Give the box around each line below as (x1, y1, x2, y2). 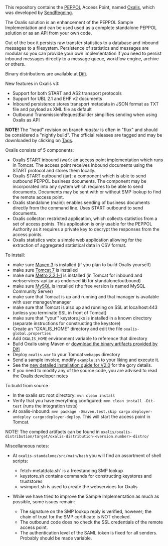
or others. (5, 61, 26, 67)
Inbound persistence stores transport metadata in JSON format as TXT (12, 101, 159, 107)
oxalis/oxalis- (100, 429, 133, 434)
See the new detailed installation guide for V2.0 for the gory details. (12, 362, 152, 368)
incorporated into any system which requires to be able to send (12, 183, 144, 189)
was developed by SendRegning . (5, 10, 74, 16)
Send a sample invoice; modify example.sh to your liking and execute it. (12, 357, 159, 363)
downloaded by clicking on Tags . (5, 138, 74, 143)
